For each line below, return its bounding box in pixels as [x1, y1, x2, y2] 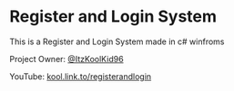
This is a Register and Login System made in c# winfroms [9, 36, 225, 47]
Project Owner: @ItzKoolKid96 [9, 53, 125, 64]
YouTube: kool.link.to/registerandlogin [9, 70, 152, 82]
